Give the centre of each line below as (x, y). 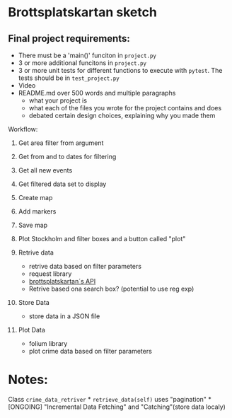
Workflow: (23, 129)
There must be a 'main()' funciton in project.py (87, 55)
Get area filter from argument (61, 143)
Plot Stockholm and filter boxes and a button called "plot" (102, 239)
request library (50, 274)
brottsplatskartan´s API (62, 281)
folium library (48, 343)
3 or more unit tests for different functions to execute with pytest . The (120, 70)
